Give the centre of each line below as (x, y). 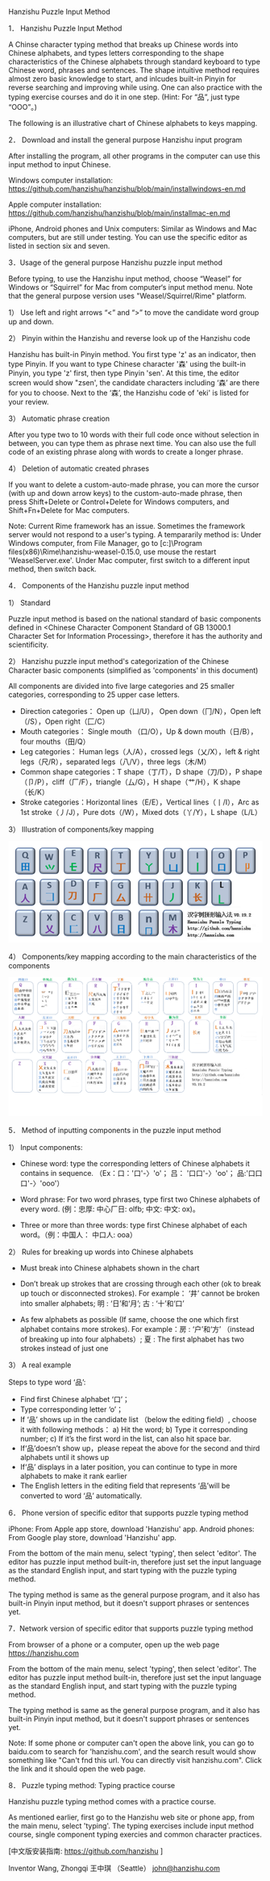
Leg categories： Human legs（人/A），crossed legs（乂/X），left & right (140, 752)
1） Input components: (46, 1148)
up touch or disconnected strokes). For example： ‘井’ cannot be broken (140, 1293)
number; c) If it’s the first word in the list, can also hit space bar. (125, 1439)
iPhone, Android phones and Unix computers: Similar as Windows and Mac (133, 229)
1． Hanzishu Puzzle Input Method (65, 28)
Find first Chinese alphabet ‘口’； (75, 1400)
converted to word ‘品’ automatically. (81, 1496)
